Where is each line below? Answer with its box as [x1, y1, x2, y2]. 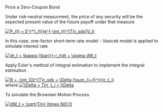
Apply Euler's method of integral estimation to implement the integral [5, 62, 145, 68]
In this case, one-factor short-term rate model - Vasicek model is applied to [5, 38, 159, 44]
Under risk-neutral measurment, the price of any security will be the [5, 14, 143, 19]
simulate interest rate [5, 43, 48, 49]
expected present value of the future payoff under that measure [5, 19, 134, 25]
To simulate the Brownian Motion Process [5, 92, 90, 97]
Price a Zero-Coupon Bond [5, 4, 60, 10]
